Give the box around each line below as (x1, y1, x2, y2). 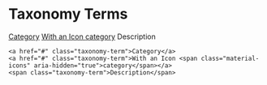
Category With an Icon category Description (8, 32, 156, 41)
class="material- (200, 54, 260, 62)
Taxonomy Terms (8, 5, 128, 23)
